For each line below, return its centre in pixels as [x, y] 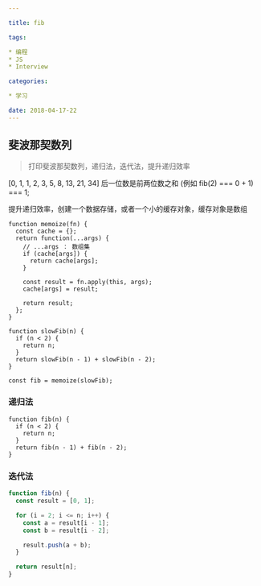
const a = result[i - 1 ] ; [66, 523]
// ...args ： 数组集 [57, 246]
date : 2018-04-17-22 [43, 110]
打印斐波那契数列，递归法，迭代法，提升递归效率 [109, 166]
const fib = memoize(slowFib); [61, 380]
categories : [28, 81]
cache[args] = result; [61, 289]
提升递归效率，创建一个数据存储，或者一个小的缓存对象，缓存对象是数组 [128, 208]
